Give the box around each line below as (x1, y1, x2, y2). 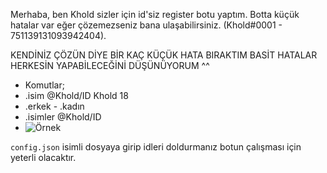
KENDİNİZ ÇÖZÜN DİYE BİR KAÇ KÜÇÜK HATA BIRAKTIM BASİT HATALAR (10, 49, 318, 61)
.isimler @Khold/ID (24, 111, 102, 123)
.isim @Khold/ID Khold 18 (24, 90, 129, 101)
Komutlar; (24, 79, 65, 91)
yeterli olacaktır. (10, 152, 77, 163)
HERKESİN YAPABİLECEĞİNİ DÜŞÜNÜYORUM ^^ (10, 60, 210, 71)
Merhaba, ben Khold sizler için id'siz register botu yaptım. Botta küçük (10, 9, 300, 20)
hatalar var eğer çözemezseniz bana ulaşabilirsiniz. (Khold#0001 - (10, 19, 283, 31)
